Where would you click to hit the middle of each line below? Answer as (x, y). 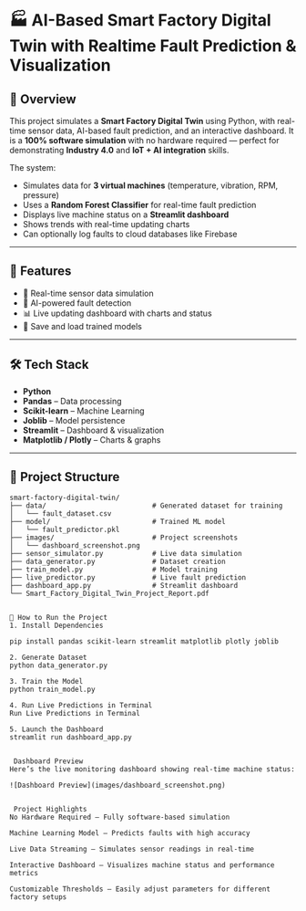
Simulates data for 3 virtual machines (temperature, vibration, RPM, (150, 185)
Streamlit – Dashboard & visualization (93, 430)
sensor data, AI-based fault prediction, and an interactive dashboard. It (161, 131)
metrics (24, 874)
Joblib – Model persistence (74, 420)
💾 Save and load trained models (82, 326)
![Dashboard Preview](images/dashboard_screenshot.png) (117, 785)
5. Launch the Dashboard (56, 729)
